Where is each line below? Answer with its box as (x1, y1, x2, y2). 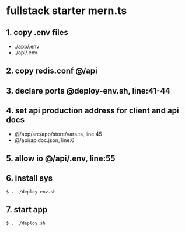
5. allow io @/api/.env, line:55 (6, 153, 116, 163)
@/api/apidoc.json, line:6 (14, 136, 75, 144)
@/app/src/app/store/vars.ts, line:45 (14, 130, 102, 137)
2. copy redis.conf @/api (6, 66, 97, 76)
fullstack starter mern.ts (6, 4, 127, 18)
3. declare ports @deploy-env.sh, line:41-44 (6, 86, 171, 96)
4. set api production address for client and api (6, 106, 179, 116)
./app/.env (14, 43, 40, 50)
